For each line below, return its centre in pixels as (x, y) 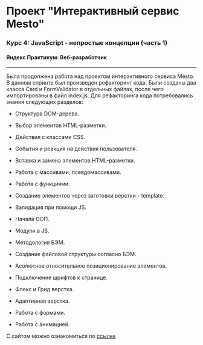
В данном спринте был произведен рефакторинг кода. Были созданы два (101, 83)
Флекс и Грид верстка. (44, 289)
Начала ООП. (32, 219)
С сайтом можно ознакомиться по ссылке (61, 336)
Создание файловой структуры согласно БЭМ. (76, 254)
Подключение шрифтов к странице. (61, 278)
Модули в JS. (32, 231)
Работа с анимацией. (42, 324)
